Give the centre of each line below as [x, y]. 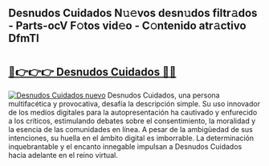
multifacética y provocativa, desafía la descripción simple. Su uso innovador [134, 104]
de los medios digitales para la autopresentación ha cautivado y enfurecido [133, 112]
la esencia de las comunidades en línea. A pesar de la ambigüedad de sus [130, 129]
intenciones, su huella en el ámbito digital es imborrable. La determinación [131, 138]
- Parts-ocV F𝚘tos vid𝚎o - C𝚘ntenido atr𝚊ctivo [127, 26]
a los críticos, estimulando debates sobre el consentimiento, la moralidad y [132, 121]
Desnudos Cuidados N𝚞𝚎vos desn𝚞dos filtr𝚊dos [133, 13]
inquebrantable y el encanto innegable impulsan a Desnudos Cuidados [125, 147]
